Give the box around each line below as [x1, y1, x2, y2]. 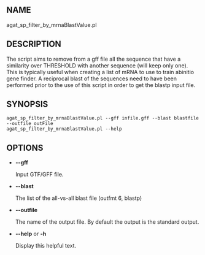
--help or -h [15, 230, 47, 238]
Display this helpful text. [15, 242, 77, 249]
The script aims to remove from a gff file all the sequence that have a [6, 55, 181, 63]
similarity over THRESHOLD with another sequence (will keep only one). [6, 61, 188, 69]
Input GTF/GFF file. [15, 171, 64, 178]
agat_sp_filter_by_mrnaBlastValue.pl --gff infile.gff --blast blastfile [6, 115, 199, 121]
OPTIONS [6, 142, 44, 153]
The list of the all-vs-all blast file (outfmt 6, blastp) [15, 194, 142, 202]
